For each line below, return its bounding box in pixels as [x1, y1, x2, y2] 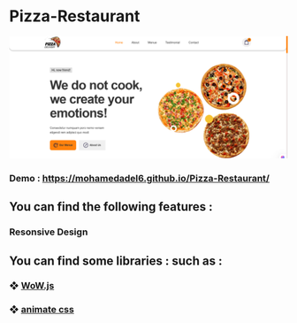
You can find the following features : [9, 199, 214, 214]
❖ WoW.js [9, 280, 55, 292]
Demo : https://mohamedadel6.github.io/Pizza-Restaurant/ [9, 172, 270, 184]
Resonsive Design [9, 226, 88, 238]
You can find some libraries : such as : [9, 253, 223, 268]
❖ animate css [9, 304, 75, 316]
